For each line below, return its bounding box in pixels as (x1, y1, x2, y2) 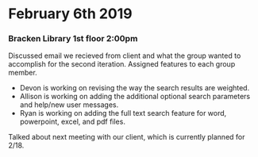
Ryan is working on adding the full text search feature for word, (19, 109, 227, 118)
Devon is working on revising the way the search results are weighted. (19, 83, 250, 93)
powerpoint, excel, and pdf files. (19, 117, 125, 127)
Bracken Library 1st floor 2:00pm (8, 33, 138, 44)
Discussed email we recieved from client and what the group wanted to (8, 51, 241, 60)
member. (8, 68, 37, 78)
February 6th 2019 (8, 5, 133, 23)
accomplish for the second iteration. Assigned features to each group (8, 59, 236, 69)
